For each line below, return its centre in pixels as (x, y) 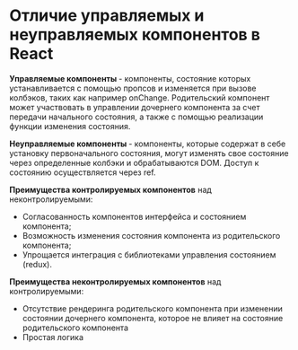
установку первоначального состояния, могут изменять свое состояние (149, 153)
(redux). (37, 264)
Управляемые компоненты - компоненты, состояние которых (130, 78)
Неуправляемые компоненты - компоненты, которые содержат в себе (148, 144)
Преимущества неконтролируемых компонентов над (115, 281)
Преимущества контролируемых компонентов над (111, 189)
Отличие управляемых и (107, 16)
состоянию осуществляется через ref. (83, 172)
